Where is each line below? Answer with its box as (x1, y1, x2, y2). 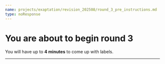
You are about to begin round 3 (5, 33, 134, 44)
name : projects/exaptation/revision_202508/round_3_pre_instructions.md (5, 7, 157, 12)
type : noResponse (5, 12, 41, 17)
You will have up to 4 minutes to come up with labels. (5, 49, 114, 55)
